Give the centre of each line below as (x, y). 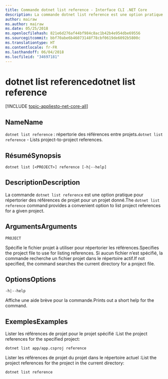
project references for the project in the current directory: (65, 363)
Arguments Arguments (41, 227)
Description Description (43, 183)
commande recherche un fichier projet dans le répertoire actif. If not (75, 258)
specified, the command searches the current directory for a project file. (80, 264)
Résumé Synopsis (33, 155)
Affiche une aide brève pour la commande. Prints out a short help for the (80, 300)
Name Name (24, 122)
